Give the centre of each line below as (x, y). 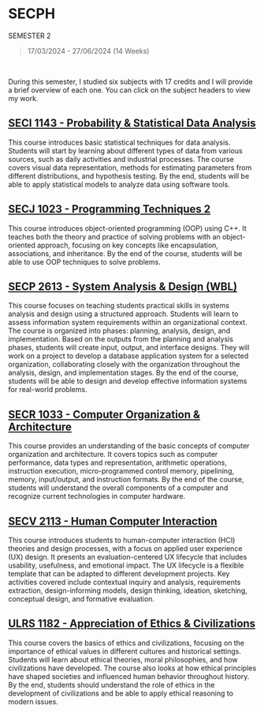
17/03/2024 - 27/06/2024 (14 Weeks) (88, 51)
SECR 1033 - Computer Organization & (104, 415)
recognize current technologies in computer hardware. (97, 496)
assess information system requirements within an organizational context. (128, 323)
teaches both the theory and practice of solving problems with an (114, 236)
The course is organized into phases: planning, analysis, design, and (119, 331)
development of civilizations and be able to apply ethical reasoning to (121, 693)
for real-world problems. (48, 390)
